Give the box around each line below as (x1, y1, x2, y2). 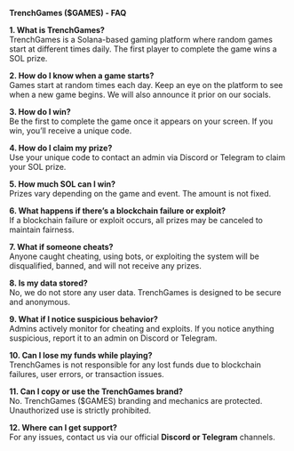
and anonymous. (9, 297, 71, 307)
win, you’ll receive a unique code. (9, 125, 132, 136)
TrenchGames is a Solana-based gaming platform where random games (9, 35, 274, 44)
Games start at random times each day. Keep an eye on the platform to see (9, 80, 283, 90)
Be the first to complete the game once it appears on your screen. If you (9, 116, 274, 126)
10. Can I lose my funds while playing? (9, 350, 153, 360)
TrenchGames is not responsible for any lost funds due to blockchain (9, 359, 262, 370)
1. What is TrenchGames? (9, 25, 105, 35)
